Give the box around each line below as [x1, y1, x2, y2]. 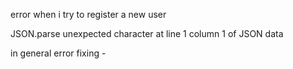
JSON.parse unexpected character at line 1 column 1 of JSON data [10, 28, 284, 39]
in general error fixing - [10, 47, 107, 59]
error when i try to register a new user [10, 9, 167, 20]
